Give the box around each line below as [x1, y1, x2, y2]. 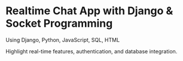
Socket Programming [5, 17, 113, 30]
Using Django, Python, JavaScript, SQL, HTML [5, 36, 120, 43]
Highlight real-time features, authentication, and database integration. [5, 47, 178, 54]
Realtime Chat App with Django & [5, 4, 173, 18]
